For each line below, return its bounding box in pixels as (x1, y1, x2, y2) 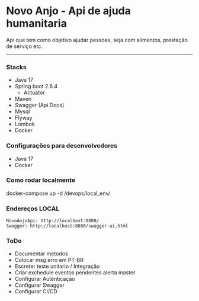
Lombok (14, 120, 36, 128)
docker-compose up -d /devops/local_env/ (6, 190, 111, 197)
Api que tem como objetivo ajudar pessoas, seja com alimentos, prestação (6, 36, 188, 43)
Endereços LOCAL (6, 204, 60, 213)
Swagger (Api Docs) (14, 102, 65, 109)
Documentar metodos (14, 250, 68, 257)
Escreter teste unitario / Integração (14, 262, 100, 270)
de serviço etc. (6, 43, 43, 50)
